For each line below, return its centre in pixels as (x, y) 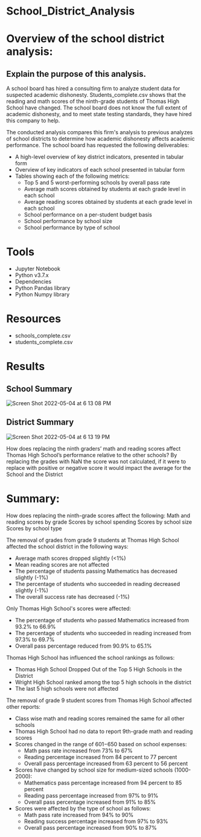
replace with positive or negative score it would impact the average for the (99, 467)
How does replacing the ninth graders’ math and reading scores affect (94, 448)
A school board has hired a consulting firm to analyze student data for (93, 88)
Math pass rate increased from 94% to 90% (79, 815)
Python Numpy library (42, 295)
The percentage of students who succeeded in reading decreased (97, 584)
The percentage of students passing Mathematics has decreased (96, 571)
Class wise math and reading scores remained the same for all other (100, 718)
